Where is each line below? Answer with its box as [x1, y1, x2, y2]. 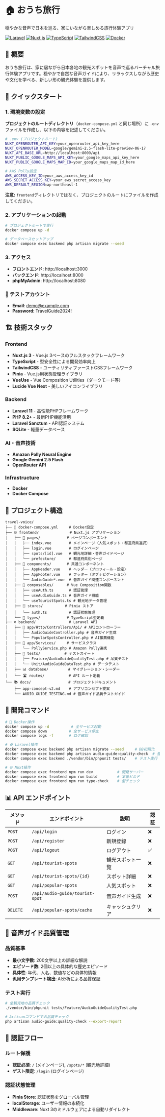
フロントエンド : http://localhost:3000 [12, 266, 88, 272]
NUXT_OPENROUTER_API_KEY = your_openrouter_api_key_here [5, 141, 120, 146]
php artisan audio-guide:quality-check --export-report [5, 1019, 122, 1024]
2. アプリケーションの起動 [5, 212, 66, 219]
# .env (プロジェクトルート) [5, 137, 58, 142]
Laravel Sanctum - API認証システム [12, 420, 84, 426]
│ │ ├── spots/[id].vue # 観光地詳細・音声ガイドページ [5, 551, 125, 556]
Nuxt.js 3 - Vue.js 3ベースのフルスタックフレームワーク [12, 353, 125, 359]
